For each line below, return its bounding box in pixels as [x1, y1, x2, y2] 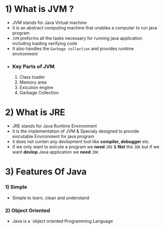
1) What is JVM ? [5, 3, 74, 15]
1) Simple [5, 183, 27, 190]
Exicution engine [19, 85, 53, 91]
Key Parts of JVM [12, 63, 55, 69]
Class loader [19, 74, 45, 80]
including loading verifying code [12, 40, 77, 46]
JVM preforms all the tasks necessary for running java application [12, 35, 142, 41]
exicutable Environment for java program [12, 134, 94, 139]
